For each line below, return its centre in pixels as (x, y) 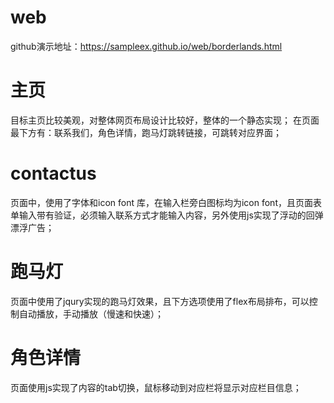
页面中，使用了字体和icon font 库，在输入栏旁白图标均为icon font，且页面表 (166, 202)
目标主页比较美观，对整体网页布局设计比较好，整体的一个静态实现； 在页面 (165, 120)
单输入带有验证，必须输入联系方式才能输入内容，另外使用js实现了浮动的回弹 (167, 215)
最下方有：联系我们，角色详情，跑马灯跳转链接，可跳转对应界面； (146, 132)
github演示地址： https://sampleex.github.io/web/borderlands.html (146, 46)
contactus (53, 173)
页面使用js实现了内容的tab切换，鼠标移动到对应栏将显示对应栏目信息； (156, 387)
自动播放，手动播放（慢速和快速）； (91, 313)
